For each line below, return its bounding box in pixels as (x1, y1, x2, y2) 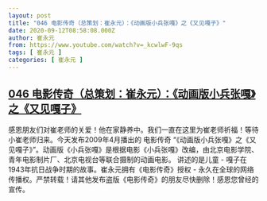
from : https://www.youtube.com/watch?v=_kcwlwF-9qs (8, 41, 183, 49)
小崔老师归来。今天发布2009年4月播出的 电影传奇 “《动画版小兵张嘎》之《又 (8, 134, 257, 144)
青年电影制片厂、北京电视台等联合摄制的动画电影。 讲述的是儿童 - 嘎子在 (8, 154, 248, 164)
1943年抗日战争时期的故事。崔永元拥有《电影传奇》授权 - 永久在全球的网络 (8, 164, 254, 174)
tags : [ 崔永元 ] (8, 48, 62, 56)
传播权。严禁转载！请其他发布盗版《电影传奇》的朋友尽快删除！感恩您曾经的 (8, 174, 259, 184)
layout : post (8, 11, 52, 20)
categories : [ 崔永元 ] (8, 56, 83, 64)
